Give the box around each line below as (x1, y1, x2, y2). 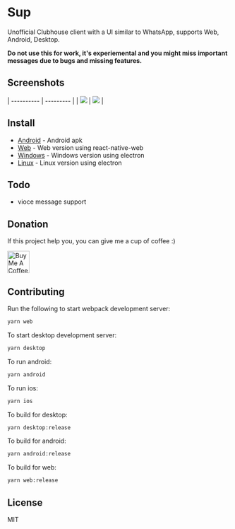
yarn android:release (7, 450, 71, 458)
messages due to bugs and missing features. (7, 56, 143, 64)
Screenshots (7, 77, 65, 89)
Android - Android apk (17, 136, 83, 144)
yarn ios (7, 397, 33, 405)
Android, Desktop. (7, 35, 60, 43)
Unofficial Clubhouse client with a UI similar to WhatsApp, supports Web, (7, 28, 219, 36)
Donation (7, 218, 49, 230)
